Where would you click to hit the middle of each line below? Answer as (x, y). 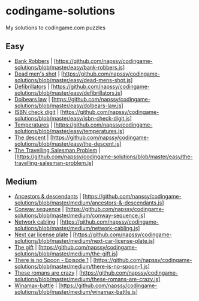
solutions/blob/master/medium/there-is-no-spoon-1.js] (82, 266)
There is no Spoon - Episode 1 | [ (55, 260)
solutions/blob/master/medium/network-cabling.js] (77, 228)
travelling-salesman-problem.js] (54, 162)
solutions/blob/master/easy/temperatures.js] (69, 131)
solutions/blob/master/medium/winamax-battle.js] (76, 291)
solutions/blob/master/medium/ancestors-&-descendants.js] (89, 203)
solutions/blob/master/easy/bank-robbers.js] (70, 67)
